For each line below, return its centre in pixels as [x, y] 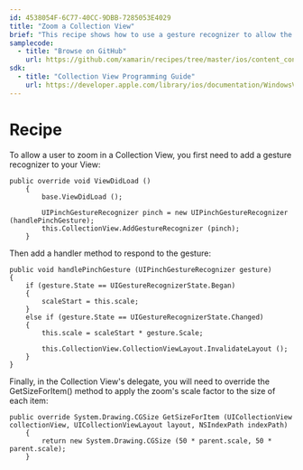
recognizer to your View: [55, 164]
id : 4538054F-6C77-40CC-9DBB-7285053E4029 [90, 18]
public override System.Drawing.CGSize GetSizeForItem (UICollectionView [151, 417]
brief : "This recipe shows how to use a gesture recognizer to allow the [151, 34]
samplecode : [32, 43]
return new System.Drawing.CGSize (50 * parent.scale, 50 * [157, 441]
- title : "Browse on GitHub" [72, 52]
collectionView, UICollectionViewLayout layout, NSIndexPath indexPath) [149, 425]
